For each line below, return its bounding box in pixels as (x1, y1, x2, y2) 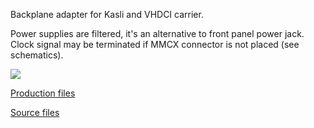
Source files (10, 107, 60, 118)
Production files (10, 87, 76, 99)
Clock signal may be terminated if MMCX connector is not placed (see (10, 39, 300, 50)
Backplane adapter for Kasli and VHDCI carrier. (10, 9, 204, 20)
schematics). (10, 49, 64, 61)
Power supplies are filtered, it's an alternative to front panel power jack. (10, 28, 305, 39)
